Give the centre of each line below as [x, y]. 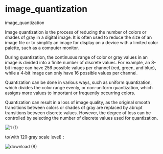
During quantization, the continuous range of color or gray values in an [76, 57]
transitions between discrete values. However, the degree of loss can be [78, 113]
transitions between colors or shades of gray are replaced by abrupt [74, 107]
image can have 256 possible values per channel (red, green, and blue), [84, 68]
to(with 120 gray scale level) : [35, 137]
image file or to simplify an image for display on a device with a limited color [82, 42]
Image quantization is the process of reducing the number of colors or [76, 32]
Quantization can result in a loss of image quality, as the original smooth [78, 102]
